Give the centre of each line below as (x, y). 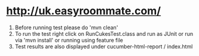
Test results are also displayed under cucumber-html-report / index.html (104, 46)
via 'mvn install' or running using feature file (69, 40)
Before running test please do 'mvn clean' (66, 27)
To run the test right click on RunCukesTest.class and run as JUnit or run (104, 33)
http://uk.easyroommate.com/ (84, 11)
